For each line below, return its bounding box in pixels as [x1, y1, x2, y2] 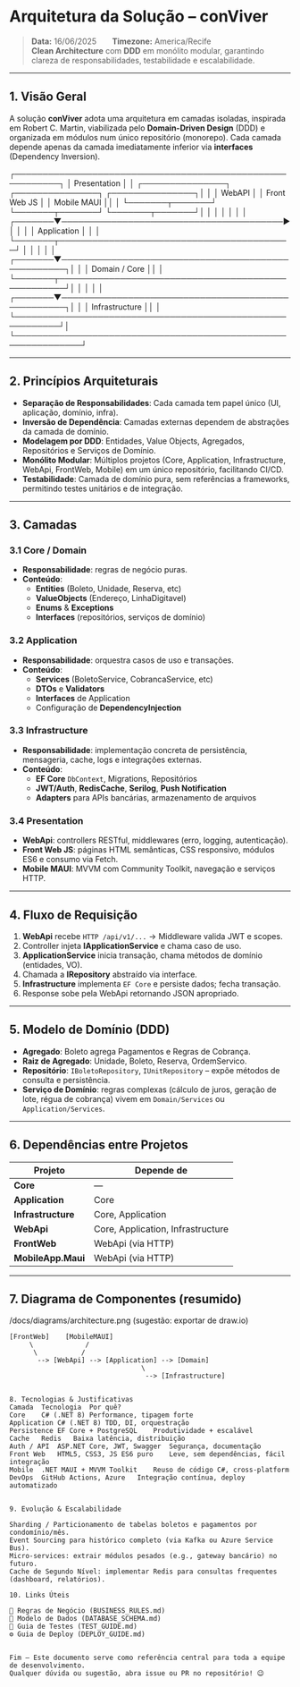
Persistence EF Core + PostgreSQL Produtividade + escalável [9, 1427, 254, 1436]
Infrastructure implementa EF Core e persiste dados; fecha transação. [21, 978, 281, 989]
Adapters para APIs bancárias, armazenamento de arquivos [35, 792, 257, 802]
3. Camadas [9, 517, 78, 532]
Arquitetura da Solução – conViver [9, 6, 269, 27]
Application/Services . [21, 1103, 105, 1114]
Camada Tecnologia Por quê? [9, 1403, 122, 1412]
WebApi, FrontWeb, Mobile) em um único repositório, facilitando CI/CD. [21, 463, 284, 475]
